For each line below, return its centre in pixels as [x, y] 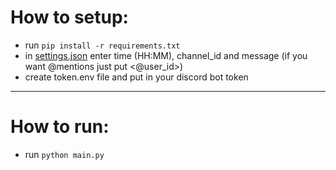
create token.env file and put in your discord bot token [136, 77]
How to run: [60, 127]
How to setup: [69, 17]
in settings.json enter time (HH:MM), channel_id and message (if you [166, 55]
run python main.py [64, 154]
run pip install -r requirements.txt [102, 45]
